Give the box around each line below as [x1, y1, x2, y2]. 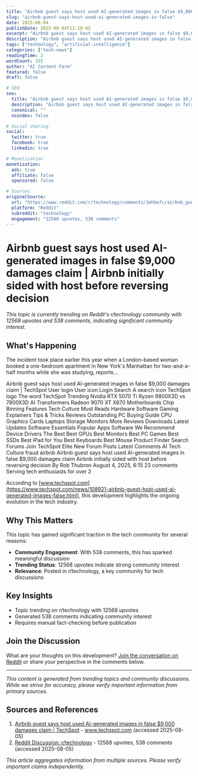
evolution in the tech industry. [6, 498, 78, 505]
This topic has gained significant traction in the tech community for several [6, 531, 188, 538]
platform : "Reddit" [11, 205, 60, 211]
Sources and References [6, 705, 98, 715]
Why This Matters [6, 515, 74, 525]
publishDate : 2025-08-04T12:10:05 [6, 25, 91, 31]
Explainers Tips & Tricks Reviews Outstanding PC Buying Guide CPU [6, 411, 172, 419]
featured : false [6, 69, 46, 75]
